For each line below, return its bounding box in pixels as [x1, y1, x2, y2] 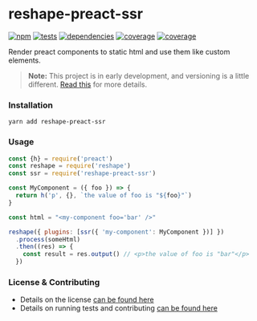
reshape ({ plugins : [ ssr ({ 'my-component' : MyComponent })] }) [8, 228, 225, 236]
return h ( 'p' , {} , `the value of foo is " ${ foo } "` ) [15, 192, 193, 200]
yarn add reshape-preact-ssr [8, 118, 106, 126]
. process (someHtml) [15, 235, 81, 243]
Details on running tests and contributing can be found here [19, 303, 218, 313]
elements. [8, 55, 42, 65]
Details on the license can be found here [19, 295, 154, 305]
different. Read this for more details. [27, 79, 148, 89]
